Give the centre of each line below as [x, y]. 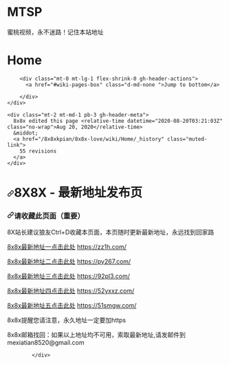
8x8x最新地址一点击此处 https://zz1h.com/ [67, 247]
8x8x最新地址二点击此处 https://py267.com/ [69, 262]
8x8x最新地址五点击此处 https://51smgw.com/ [72, 306]
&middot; [26, 133]
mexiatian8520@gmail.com [46, 343]
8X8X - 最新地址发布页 [78, 193]
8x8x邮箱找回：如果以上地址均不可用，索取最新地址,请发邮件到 [96, 335]
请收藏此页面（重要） [49, 216]
